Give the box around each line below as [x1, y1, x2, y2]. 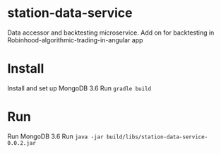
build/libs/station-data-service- [106, 133, 208, 141]
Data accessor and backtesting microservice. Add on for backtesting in [7, 28, 215, 37]
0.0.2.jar [7, 139, 37, 146]
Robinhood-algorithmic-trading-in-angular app [7, 35, 143, 44]
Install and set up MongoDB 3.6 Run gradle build [7, 83, 152, 93]
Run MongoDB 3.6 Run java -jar [7, 132, 104, 141]
